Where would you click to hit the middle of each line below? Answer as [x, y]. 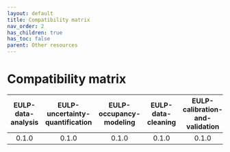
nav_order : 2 [26, 26]
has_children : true [35, 33]
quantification [68, 122]
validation [203, 126]
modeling [119, 122]
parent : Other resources [42, 45]
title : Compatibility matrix [49, 20]
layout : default [30, 13]
